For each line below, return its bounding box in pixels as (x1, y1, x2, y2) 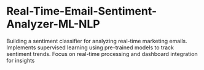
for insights (6, 57, 35, 64)
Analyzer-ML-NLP (6, 17, 100, 31)
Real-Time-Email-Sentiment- (6, 4, 157, 18)
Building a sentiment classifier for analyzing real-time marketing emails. (6, 37, 187, 44)
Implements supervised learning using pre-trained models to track (6, 44, 174, 51)
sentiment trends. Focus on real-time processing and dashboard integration (6, 50, 198, 57)
